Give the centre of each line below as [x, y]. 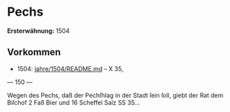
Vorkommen [34, 52]
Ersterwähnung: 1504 [38, 31]
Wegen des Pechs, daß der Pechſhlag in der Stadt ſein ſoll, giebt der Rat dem [115, 95]
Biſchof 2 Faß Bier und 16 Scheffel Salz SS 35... [73, 102]
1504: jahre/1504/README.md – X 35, [70, 68]
